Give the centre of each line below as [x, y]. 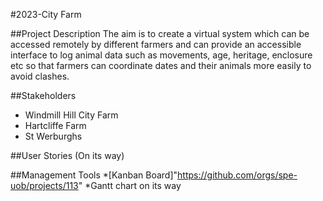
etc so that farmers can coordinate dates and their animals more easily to [161, 65]
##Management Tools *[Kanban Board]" [94, 175]
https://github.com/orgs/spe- [237, 175]
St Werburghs [53, 136]
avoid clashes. [40, 76]
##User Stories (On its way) [67, 155]
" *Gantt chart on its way [130, 185]
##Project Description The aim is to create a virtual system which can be [160, 33]
